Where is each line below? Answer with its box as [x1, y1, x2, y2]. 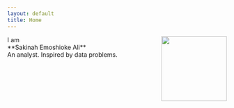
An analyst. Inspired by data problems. [7, 50, 118, 59]
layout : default [7, 10, 54, 17]
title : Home [7, 17, 42, 24]
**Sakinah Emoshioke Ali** [7, 43, 86, 51]
